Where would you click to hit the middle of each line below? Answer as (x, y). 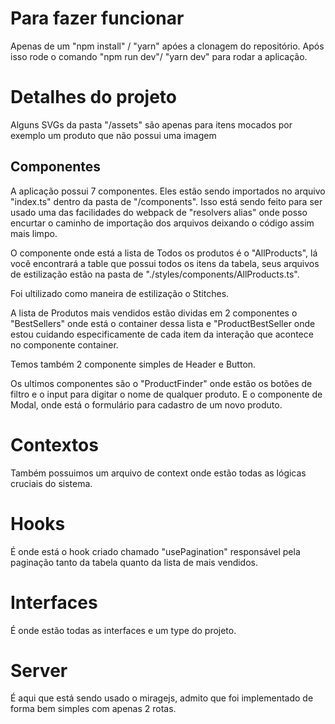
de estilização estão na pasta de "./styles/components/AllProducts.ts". (155, 274)
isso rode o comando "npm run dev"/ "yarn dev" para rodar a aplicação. (159, 56)
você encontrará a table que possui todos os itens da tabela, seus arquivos (165, 263)
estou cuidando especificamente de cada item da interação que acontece (162, 334)
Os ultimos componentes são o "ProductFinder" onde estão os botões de (161, 383)
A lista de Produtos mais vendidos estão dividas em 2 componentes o (154, 313)
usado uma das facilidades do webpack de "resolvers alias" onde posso (159, 212)
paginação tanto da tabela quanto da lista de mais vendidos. (134, 562)
